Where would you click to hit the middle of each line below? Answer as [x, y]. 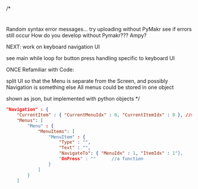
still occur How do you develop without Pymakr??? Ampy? [76, 35]
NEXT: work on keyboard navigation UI [53, 47]
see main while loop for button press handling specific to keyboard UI [90, 58]
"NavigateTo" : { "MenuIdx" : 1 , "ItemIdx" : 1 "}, [121, 153]
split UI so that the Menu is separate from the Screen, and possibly [87, 81]
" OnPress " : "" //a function [101, 159]
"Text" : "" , [75, 148]
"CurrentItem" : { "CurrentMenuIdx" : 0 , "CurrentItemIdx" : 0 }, [100, 115]
